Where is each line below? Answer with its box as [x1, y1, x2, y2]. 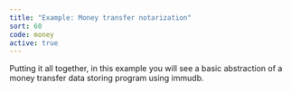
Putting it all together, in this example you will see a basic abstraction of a [9, 63, 283, 74]
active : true [9, 38, 59, 48]
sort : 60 [9, 22, 42, 31]
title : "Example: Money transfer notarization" [9, 13, 192, 23]
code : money [9, 30, 54, 39]
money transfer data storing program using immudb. [9, 73, 204, 84]
